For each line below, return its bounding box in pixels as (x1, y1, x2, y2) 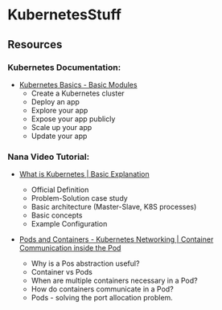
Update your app (31, 131, 88, 141)
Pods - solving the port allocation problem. (31, 293, 174, 303)
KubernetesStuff (7, 6, 122, 24)
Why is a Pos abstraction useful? (31, 259, 140, 268)
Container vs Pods (31, 267, 93, 277)
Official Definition (31, 185, 89, 194)
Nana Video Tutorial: (7, 151, 90, 162)
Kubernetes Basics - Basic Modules (18, 80, 138, 89)
